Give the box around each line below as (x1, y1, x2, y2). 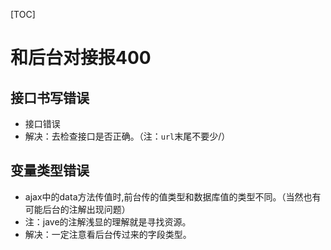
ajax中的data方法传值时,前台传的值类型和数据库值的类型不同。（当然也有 (24, 190, 322, 203)
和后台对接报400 (10, 47, 152, 69)
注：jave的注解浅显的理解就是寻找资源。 (24, 215, 192, 228)
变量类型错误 (10, 162, 90, 179)
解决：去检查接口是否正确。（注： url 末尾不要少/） (24, 130, 231, 142)
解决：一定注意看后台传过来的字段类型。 (24, 228, 192, 240)
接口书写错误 (10, 89, 90, 106)
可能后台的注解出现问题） (24, 203, 131, 215)
